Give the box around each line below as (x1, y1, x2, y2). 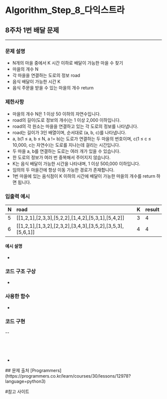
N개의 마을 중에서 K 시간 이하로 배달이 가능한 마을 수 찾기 (12, 60, 123, 66)
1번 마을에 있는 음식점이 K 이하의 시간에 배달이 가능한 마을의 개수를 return (12, 173, 156, 179)
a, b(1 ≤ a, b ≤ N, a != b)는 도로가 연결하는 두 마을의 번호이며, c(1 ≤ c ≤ (12, 135, 152, 142)
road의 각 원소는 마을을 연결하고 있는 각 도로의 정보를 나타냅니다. (12, 123, 139, 129)
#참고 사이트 (5, 389, 30, 395)
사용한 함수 (5, 293, 30, 300)
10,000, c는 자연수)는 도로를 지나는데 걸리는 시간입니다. (12, 142, 121, 148)
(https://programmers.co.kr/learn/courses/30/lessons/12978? (5, 373, 131, 379)
